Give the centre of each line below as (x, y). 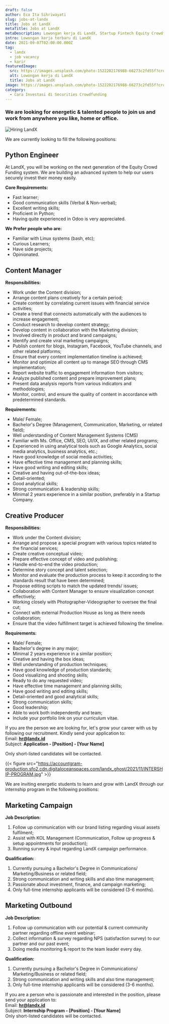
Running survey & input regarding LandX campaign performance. (80, 848)
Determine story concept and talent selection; (60, 570)
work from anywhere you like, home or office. (62, 118)
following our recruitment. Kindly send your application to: (65, 733)
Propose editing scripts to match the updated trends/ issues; (75, 586)
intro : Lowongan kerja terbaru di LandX (48, 38)
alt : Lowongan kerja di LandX (41, 76)
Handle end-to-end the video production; (55, 565)
